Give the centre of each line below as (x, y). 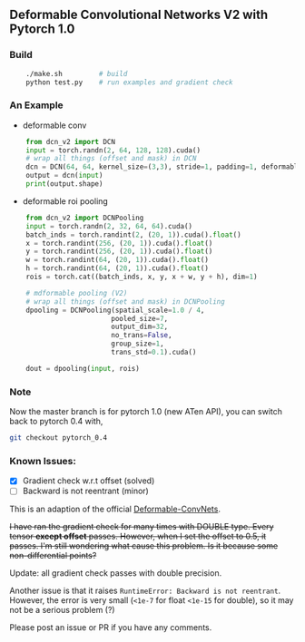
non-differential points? (53, 556)
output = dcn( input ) (64, 176)
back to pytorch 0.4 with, (56, 422)
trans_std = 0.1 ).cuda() (153, 353)
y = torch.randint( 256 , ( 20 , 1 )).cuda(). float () (119, 252)
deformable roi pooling (65, 201)
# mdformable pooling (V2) (77, 293)
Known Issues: (43, 461)
